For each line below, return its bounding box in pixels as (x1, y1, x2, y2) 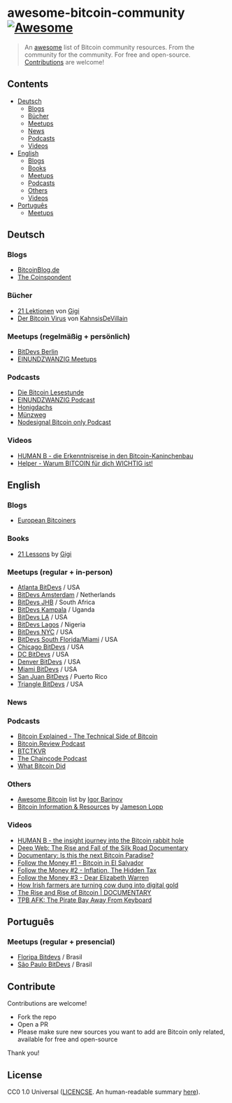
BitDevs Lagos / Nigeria (17, 620, 86, 629)
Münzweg (17, 411, 47, 419)
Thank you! (7, 1049, 40, 1057)
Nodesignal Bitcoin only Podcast (17, 418, 112, 427)
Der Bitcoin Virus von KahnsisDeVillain (17, 314, 128, 322)
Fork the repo (17, 1013, 57, 1021)
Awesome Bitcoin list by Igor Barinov (17, 795, 123, 804)
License (7, 1069, 43, 1081)
